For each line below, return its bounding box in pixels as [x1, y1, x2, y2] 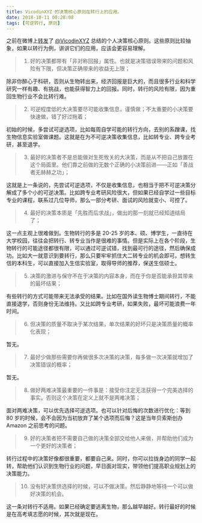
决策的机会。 [35, 491, 67, 498]
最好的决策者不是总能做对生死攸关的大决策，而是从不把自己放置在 [29, 154, 194, 161]
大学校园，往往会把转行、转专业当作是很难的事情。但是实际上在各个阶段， [6, 237, 191, 244]
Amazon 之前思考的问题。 [6, 422, 70, 429]
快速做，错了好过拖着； [29, 113, 88, 120]
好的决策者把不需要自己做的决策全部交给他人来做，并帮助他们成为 [29, 435, 194, 442]
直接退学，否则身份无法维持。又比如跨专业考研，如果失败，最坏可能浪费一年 [6, 300, 196, 307]
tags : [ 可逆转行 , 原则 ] [6, 20, 61, 26]
